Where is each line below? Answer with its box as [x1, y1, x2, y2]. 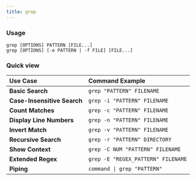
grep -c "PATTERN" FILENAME [88, 107, 169, 114]
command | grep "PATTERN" [88, 165, 162, 173]
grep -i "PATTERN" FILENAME [88, 97, 169, 104]
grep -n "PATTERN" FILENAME [88, 117, 169, 123]
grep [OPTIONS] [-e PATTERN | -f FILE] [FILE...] [6, 47, 133, 53]
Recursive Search [9, 135, 61, 144]
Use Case [9, 77, 38, 85]
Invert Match [9, 126, 47, 134]
